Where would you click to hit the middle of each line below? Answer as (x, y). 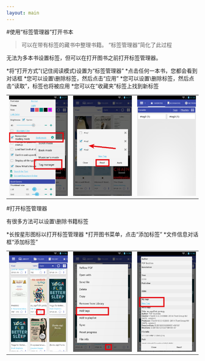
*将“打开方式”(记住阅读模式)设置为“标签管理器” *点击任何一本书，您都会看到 (102, 71)
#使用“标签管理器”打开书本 (40, 32)
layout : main (23, 13)
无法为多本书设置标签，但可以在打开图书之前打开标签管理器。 (84, 57)
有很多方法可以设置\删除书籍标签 (48, 221)
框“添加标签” (22, 241)
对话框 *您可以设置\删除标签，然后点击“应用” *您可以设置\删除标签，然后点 (100, 78)
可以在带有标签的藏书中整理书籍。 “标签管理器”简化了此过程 (97, 45)
